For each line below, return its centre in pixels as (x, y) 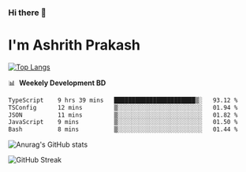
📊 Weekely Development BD (57, 83)
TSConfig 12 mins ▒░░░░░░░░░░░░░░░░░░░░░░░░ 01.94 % (123, 107)
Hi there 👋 (28, 13)
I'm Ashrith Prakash (74, 45)
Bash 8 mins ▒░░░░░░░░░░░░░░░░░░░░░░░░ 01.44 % (123, 129)
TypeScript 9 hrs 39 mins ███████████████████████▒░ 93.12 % (123, 100)
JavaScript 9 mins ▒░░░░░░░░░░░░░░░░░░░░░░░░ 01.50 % (123, 122)
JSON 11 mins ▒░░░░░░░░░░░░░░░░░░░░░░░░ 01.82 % (123, 115)
